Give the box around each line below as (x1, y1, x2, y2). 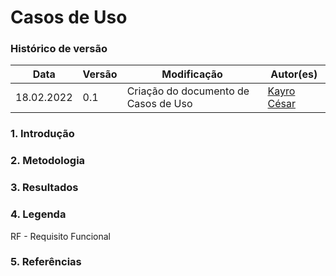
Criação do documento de (126, 84, 250, 98)
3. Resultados (10, 181, 79, 195)
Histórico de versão (10, 42, 108, 56)
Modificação (161, 67, 223, 81)
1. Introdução (10, 127, 75, 141)
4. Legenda (10, 207, 67, 221)
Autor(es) (270, 67, 318, 81)
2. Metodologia (10, 154, 86, 168)
